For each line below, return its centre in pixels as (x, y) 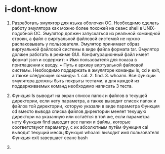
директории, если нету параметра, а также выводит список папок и (84, 101)
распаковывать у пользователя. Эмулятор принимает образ (76, 44)
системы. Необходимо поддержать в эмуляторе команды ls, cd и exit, (86, 70)
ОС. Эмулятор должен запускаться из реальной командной (97, 33)
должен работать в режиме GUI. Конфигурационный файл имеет (80, 54)
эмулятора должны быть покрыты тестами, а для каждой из (75, 81)
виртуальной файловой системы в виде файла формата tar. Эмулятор (85, 49)
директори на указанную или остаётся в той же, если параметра (81, 116)
